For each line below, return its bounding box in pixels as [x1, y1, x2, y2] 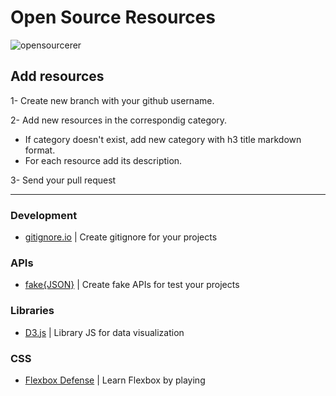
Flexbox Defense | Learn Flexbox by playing [24, 374, 206, 386]
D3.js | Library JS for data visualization [24, 326, 185, 338]
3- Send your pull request [10, 174, 117, 186]
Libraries [10, 304, 55, 318]
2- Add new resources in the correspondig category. [10, 114, 228, 126]
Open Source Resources [10, 6, 216, 29]
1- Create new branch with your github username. [10, 94, 215, 106]
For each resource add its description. [24, 154, 183, 166]
